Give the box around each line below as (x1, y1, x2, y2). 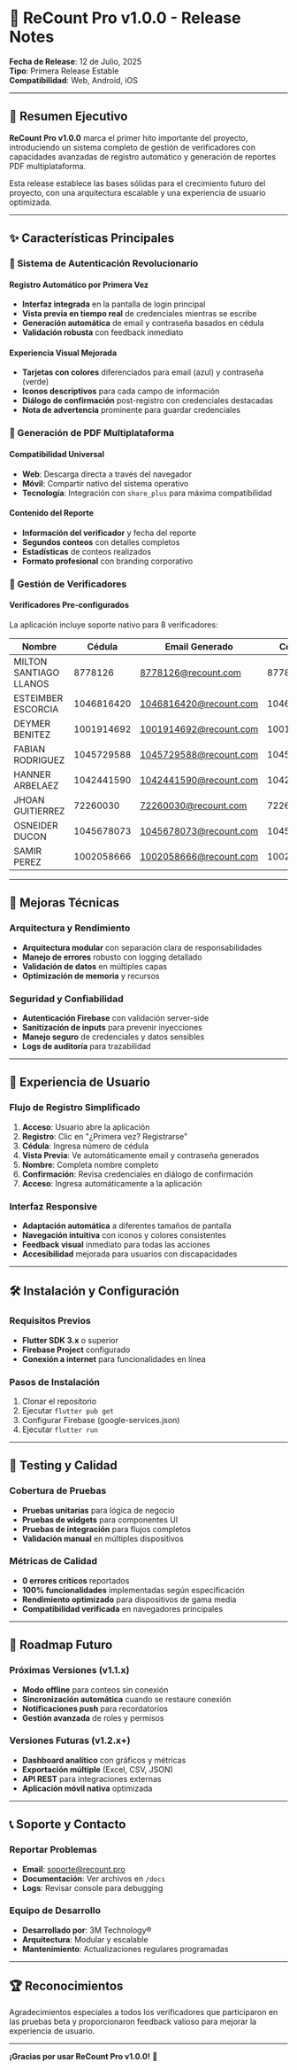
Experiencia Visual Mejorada (9, 347, 118, 358)
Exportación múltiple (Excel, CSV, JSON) (21, 1763, 174, 1775)
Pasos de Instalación (9, 1375, 100, 1388)
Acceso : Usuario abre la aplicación (21, 1121, 150, 1132)
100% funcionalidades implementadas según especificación (21, 1584, 245, 1595)
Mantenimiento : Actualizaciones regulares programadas (21, 1943, 229, 1954)
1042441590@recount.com (140, 774, 259, 786)
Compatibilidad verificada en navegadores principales (21, 1603, 224, 1614)
